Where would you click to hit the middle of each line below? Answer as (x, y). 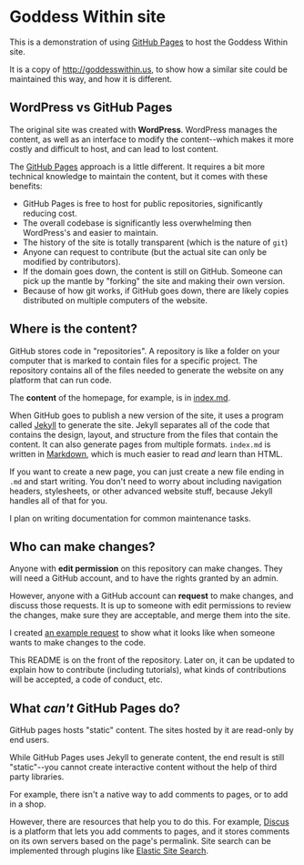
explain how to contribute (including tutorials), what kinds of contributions (148, 670)
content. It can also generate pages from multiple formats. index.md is (140, 444)
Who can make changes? (83, 547)
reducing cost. (50, 213)
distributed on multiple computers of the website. (115, 300)
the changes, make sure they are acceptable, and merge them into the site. (150, 616)
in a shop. (28, 804)
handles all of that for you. (58, 500)
